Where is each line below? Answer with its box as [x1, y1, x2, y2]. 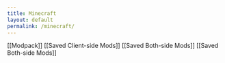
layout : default [7, 16, 53, 23]
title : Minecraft [7, 10, 57, 17]
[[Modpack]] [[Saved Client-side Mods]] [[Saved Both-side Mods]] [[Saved [7, 42, 219, 50]
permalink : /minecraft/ [7, 23, 75, 29]
